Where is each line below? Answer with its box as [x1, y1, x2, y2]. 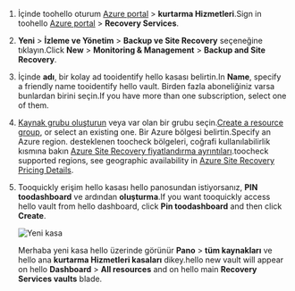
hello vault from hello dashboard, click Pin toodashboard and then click [17, 201, 282, 212]
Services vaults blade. [17, 273, 103, 284]
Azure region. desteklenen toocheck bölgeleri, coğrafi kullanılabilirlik [17, 137, 271, 146]
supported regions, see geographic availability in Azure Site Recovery [17, 155, 275, 165]
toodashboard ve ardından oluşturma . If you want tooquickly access [17, 192, 271, 202]
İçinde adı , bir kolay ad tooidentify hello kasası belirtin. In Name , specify [17, 71, 282, 82]
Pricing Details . [17, 165, 74, 175]
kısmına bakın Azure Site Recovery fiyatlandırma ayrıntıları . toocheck [17, 145, 269, 156]
